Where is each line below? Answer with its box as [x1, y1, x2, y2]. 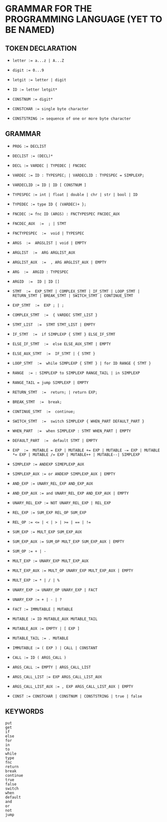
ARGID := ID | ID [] [12, 279, 60, 284]
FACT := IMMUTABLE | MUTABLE [12, 607, 73, 612]
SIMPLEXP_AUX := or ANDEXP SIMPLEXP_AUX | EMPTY [12, 471, 116, 476]
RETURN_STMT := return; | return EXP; [12, 390, 98, 395]
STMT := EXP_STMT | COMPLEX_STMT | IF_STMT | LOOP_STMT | [12, 289, 140, 294]
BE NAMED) [5, 24, 55, 35]
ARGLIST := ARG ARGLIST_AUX [12, 250, 76, 255]
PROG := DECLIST [12, 144, 46, 149]
